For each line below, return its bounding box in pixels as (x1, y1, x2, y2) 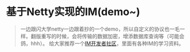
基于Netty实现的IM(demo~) (6, 5, 140, 18)
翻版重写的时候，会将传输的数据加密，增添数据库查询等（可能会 (30, 32, 185, 39)
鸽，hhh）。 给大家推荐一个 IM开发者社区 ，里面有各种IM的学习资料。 (20, 40, 184, 47)
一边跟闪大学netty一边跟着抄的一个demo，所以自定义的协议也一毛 (20, 25, 180, 32)
